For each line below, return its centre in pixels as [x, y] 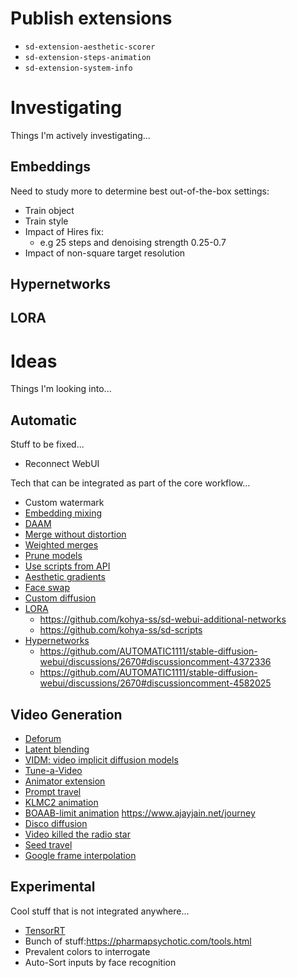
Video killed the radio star [77, 834]
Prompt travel [53, 792]
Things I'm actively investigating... [80, 135]
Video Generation [66, 714]
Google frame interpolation [80, 856]
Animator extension [65, 781]
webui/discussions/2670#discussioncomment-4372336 [155, 662]
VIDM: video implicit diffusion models [101, 760]
